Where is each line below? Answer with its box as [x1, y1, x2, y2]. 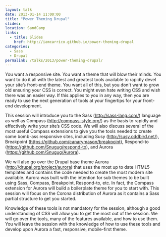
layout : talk [5, 7, 32, 12]
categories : [5, 44, 30, 49]
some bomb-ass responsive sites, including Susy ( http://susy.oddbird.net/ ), [5, 134, 160, 140]
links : [5, 30, 19, 35]
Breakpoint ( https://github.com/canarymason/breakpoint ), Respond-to [5, 139, 149, 145]
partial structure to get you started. [5, 196, 77, 202]
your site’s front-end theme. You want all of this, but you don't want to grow [5, 82, 160, 88]
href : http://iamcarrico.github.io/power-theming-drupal [14, 40, 134, 45]
